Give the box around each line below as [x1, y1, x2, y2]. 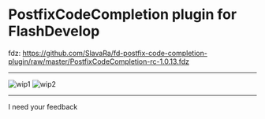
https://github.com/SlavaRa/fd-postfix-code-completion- [22, 48, 207, 58]
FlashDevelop [8, 22, 100, 40]
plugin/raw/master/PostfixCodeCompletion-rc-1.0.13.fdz [8, 57, 189, 66]
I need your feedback [8, 102, 78, 111]
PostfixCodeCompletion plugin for [8, 6, 237, 24]
